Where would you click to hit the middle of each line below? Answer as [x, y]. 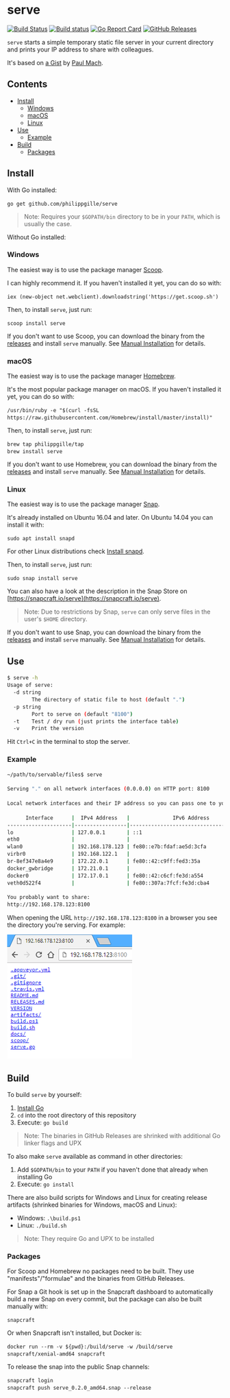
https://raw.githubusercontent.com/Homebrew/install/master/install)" [110, 418]
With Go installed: [32, 190]
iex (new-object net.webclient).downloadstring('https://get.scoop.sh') [113, 297]
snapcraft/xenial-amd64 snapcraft [56, 1354]
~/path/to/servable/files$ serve [55, 774]
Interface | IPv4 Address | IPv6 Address [117, 818]
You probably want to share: [49, 897]
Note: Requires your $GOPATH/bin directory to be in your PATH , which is [122, 216]
